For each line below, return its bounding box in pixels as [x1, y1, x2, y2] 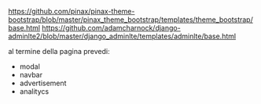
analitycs [19, 87, 50, 96]
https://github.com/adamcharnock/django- [42, 23, 181, 32]
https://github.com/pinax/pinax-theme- [8, 7, 135, 16]
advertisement [19, 78, 67, 88]
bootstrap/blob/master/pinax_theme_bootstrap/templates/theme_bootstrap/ [8, 15, 253, 24]
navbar [19, 70, 43, 79]
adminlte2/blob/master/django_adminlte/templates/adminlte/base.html [8, 31, 237, 41]
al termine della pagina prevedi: [8, 47, 110, 56]
